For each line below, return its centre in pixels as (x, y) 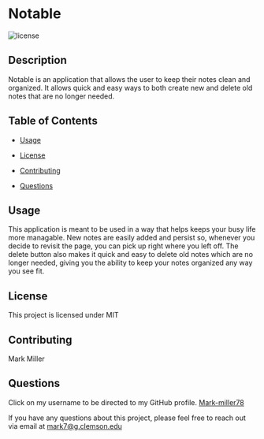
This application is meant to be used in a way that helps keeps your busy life (132, 229)
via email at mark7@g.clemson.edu (65, 426)
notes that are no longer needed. (61, 96)
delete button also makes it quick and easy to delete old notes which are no (131, 255)
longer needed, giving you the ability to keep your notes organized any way (130, 263)
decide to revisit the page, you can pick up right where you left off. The (123, 246)
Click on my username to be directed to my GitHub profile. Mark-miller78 (126, 402)
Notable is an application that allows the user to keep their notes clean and (129, 79)
